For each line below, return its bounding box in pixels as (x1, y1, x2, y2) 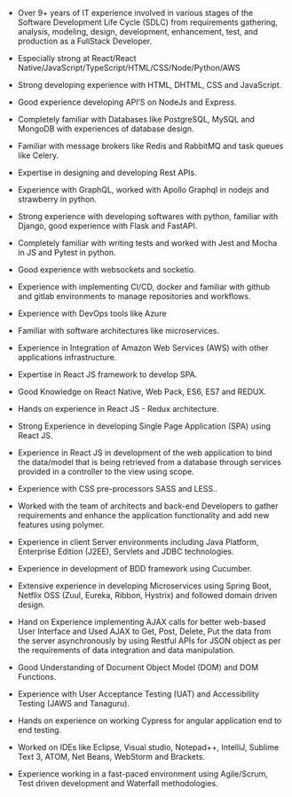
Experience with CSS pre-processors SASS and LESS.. (17, 484, 218, 493)
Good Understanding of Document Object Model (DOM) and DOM (17, 662, 259, 673)
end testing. (17, 725, 62, 735)
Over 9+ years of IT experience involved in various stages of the (17, 8, 254, 18)
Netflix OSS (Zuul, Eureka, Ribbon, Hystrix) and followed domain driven (17, 590, 278, 600)
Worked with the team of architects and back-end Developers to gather (17, 501, 279, 511)
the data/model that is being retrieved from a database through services (17, 457, 281, 467)
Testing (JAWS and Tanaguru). (17, 698, 130, 708)
